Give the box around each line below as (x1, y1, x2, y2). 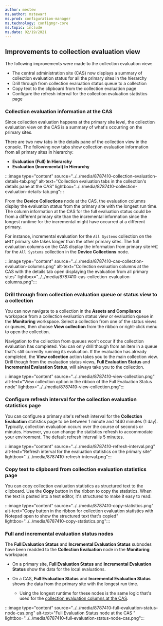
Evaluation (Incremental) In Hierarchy (12, 164, 90, 170)
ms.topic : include (5, 25, 42, 30)
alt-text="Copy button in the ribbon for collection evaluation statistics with (5, 508, 154, 514)
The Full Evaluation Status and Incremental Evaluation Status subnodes (5, 541, 152, 547)
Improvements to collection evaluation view (5, 48, 141, 56)
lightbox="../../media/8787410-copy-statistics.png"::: (5, 519, 110, 524)
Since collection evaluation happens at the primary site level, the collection (5, 119, 155, 125)
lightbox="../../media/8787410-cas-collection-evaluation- (18, 274, 132, 280)
